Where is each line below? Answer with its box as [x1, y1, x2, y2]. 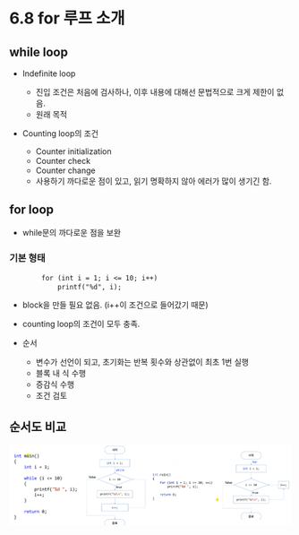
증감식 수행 [35, 379, 74, 390]
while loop [9, 44, 69, 59]
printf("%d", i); [56, 283, 123, 292]
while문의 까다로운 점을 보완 [21, 227, 122, 237]
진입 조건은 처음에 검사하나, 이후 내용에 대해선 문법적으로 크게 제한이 [35, 87, 275, 97]
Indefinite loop [21, 68, 76, 79]
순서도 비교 [9, 419, 67, 435]
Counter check [35, 156, 91, 166]
